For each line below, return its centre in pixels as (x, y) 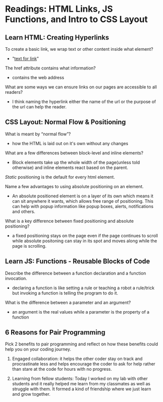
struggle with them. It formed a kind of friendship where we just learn (81, 389)
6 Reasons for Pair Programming (55, 332)
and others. (24, 212)
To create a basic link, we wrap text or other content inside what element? (79, 49)
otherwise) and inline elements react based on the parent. (70, 168)
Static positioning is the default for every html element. (60, 177)
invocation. (16, 278)
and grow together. (31, 394)
